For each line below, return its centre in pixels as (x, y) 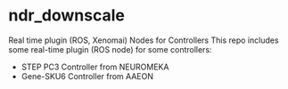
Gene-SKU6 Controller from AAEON (87, 76)
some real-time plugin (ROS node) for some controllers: (110, 49)
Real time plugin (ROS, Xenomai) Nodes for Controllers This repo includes (144, 40)
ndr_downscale (67, 16)
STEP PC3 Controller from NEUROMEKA (95, 67)
